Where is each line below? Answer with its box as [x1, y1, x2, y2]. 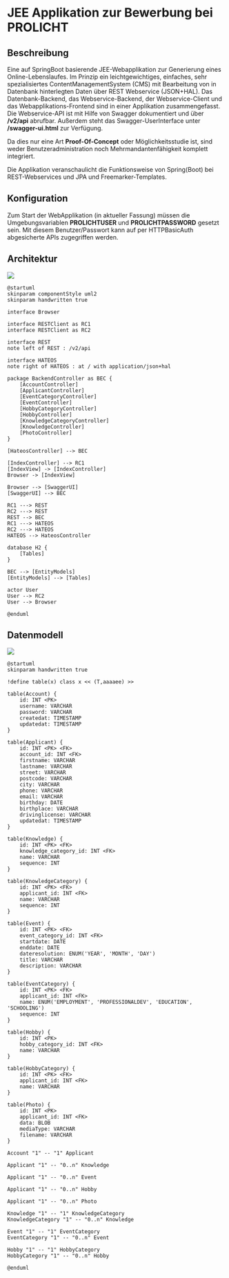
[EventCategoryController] [19, 393, 97, 400]
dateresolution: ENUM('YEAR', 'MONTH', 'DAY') [19, 951, 156, 958]
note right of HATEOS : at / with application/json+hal [7, 362, 171, 370]
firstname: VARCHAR [19, 757, 76, 764]
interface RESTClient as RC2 [7, 327, 91, 333]
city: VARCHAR [19, 782, 60, 788]
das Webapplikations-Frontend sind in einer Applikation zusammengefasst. [7, 102, 221, 110]
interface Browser [7, 309, 60, 316]
